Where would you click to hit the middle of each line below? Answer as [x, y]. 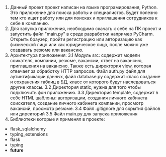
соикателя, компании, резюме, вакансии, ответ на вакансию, [76, 60]
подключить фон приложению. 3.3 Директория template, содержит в [84, 93]
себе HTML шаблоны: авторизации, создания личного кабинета [78, 98]
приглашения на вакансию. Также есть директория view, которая [81, 66]
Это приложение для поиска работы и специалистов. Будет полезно [84, 13]
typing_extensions [29, 134]
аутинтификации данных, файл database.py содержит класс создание [85, 76]
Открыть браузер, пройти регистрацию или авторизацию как [76, 39]
